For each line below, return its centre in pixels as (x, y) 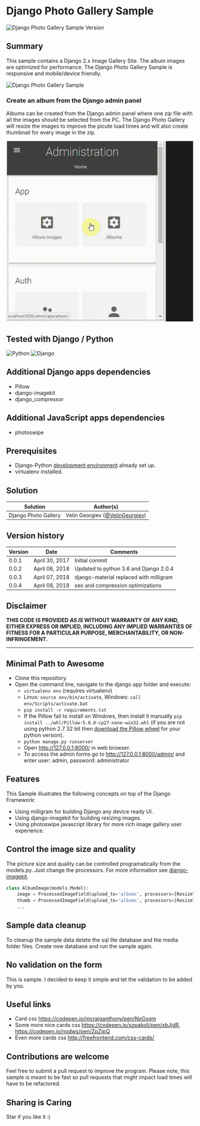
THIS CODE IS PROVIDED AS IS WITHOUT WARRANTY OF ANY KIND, (93, 620)
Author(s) (106, 506)
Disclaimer (26, 606)
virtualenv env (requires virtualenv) (68, 690)
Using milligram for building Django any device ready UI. (84, 811)
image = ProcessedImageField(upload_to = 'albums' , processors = (96, 894)
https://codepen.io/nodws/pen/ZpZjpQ (62, 1032)
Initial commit (91, 561)
